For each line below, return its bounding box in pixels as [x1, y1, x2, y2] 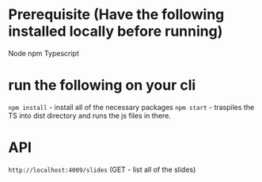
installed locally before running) [8, 22, 223, 40]
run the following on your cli [8, 77, 196, 94]
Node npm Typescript [8, 48, 79, 58]
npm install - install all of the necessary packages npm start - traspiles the [8, 102, 255, 112]
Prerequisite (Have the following [8, 6, 225, 24]
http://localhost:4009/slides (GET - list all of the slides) [8, 165, 196, 174]
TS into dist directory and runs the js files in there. [8, 111, 172, 120]
